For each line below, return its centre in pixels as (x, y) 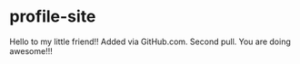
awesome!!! (31, 50)
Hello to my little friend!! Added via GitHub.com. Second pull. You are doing (150, 41)
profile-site (53, 17)
